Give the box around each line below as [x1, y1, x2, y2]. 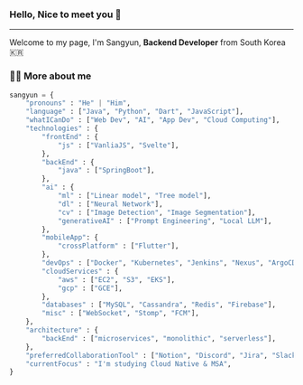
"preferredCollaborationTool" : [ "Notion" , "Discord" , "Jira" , [25, 351, 269, 360]
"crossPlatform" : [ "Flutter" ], [57, 241, 179, 251]
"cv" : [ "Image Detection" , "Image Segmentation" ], [57, 208, 256, 217]
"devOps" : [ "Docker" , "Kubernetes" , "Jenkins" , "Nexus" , [41, 258, 264, 268]
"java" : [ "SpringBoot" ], [57, 166, 155, 175]
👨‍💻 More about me [9, 70, 92, 82]
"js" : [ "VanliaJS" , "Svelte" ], [57, 140, 179, 150]
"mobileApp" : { [41, 233, 99, 242]
